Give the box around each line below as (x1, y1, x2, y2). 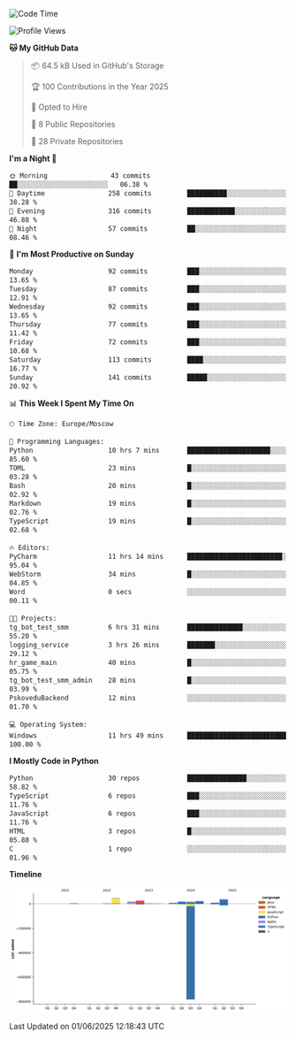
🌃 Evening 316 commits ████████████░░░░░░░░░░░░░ (9, 207, 287, 216)
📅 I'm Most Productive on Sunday (9, 249, 134, 259)
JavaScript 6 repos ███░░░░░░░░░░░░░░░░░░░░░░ (9, 809, 287, 818)
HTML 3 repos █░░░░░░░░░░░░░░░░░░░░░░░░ (9, 827, 287, 836)
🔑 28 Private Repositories (30, 136, 124, 146)
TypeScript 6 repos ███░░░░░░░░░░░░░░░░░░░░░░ (9, 791, 287, 800)
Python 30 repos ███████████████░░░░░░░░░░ (9, 774, 287, 783)
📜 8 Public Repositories (30, 119, 116, 129)
